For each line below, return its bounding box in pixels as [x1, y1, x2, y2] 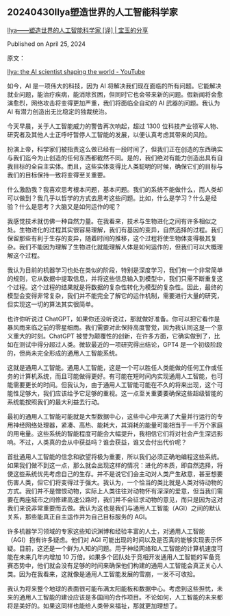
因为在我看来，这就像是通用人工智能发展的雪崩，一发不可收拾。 [18, 569, 199, 578]
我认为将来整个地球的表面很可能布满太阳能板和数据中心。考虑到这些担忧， [7, 584, 217, 593]
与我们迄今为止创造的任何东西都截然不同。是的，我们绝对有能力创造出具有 [7, 153, 217, 162]
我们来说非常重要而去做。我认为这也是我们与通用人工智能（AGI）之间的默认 [7, 504, 221, 512]
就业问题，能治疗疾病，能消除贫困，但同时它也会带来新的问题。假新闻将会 [7, 90, 217, 98]
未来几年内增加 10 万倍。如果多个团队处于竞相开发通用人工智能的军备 [18, 552, 215, 560]
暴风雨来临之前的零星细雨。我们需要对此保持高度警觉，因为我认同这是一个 [7, 323, 217, 331]
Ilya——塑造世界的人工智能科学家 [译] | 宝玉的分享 [7, 26, 149, 34]
